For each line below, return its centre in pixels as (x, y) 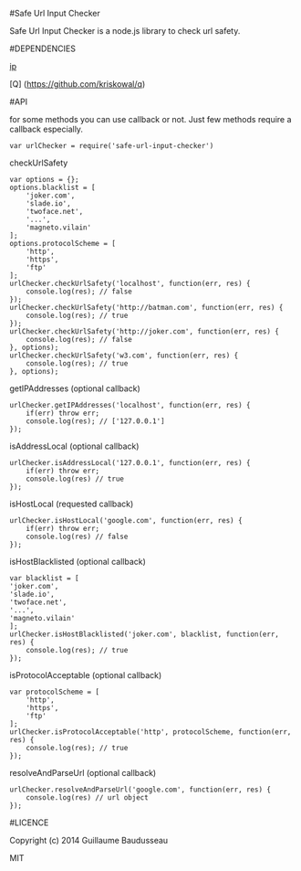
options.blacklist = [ (52, 187)
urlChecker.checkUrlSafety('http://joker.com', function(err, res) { (145, 332)
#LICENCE (29, 823)
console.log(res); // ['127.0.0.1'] (96, 421)
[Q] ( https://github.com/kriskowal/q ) (78, 84)
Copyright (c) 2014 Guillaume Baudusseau (89, 840)
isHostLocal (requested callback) (72, 504)
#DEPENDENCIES (42, 48)
